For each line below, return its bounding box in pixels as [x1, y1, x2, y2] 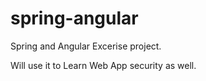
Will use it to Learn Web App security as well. [10, 59, 197, 71]
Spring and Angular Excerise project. [10, 40, 162, 52]
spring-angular [10, 7, 139, 30]
